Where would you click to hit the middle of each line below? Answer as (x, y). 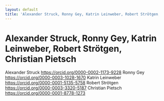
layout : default (21, 10)
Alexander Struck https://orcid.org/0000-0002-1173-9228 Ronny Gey (75, 72)
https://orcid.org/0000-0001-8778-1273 (45, 93)
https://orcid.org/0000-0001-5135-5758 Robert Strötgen (62, 83)
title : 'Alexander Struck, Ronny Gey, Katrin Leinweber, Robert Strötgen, (83, 14)
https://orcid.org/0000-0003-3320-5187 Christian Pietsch (63, 88)
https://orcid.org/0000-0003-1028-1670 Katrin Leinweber (63, 78)
